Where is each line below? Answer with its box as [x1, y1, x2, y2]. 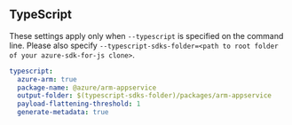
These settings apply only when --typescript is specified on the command [9, 30, 284, 41]
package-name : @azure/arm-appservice [17, 83, 157, 92]
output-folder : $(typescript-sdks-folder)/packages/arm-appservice [17, 91, 272, 100]
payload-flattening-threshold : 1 [17, 99, 141, 109]
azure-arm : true [17, 74, 77, 83]
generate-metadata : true [17, 108, 109, 117]
